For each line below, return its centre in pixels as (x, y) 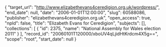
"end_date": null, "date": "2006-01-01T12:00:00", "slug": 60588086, (75, 12)
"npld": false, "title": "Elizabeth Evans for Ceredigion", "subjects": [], (75, 23)
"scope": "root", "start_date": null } (41, 39)
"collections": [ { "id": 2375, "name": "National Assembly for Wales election (83, 28)
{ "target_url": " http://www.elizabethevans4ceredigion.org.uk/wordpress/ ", (82, 7)
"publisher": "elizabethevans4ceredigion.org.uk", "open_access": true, (78, 18)
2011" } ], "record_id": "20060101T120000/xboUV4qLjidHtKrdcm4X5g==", (81, 34)
